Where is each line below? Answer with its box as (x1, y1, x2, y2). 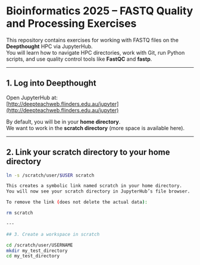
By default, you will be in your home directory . (6, 118, 121, 125)
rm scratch (6, 210, 33, 216)
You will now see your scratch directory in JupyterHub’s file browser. (6, 188, 190, 194)
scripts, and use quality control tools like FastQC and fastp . (6, 55, 152, 62)
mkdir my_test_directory (6, 248, 68, 254)
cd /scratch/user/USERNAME (6, 242, 73, 248)
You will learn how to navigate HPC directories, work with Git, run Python (6, 49, 185, 56)
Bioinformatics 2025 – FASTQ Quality (6, 4, 193, 18)
